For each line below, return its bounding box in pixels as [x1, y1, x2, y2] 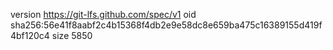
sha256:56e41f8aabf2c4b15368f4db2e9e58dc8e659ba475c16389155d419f [10, 19, 323, 31]
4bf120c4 [10, 30, 50, 41]
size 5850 [51, 30, 93, 41]
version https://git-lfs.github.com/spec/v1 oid [10, 9, 197, 20]
